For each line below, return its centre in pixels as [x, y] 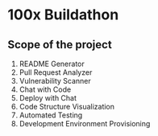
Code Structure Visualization [67, 107]
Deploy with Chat [48, 98]
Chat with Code [45, 89]
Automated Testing [51, 115]
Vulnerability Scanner [55, 81]
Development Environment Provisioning [85, 124]
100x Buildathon [63, 15]
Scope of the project [60, 45]
